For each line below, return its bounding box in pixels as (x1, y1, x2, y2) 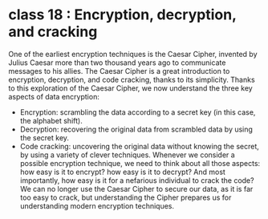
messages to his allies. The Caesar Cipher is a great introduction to (8, 66, 230, 75)
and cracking (8, 22, 98, 41)
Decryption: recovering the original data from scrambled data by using (19, 124, 253, 134)
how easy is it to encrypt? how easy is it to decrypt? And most (19, 167, 226, 176)
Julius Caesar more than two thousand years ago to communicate (8, 58, 226, 67)
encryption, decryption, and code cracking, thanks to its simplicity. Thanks (8, 75, 255, 84)
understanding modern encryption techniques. (19, 201, 175, 210)
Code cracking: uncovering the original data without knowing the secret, (19, 141, 259, 151)
